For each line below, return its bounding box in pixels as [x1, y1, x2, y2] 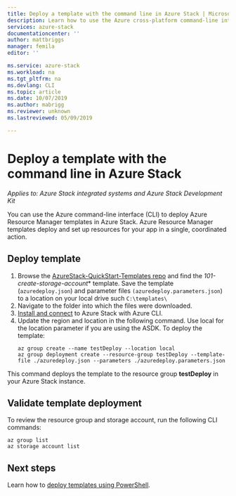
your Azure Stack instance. [7, 377, 86, 385]
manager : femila [7, 43, 55, 50]
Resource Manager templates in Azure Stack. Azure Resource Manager [7, 217, 214, 226]
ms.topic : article [7, 89, 61, 96]
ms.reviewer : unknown [7, 108, 71, 115]
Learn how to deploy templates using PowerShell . [7, 481, 151, 489]
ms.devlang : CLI [7, 81, 55, 89]
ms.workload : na [7, 68, 55, 76]
